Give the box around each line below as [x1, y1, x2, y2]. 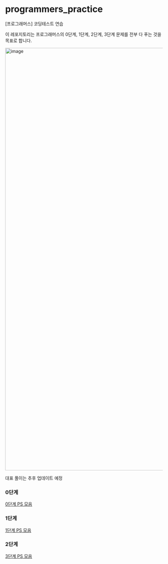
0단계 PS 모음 [5, 501, 32, 507]
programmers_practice [5, 3, 103, 15]
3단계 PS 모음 [5, 553, 32, 559]
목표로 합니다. [5, 37, 32, 43]
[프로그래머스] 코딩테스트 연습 [5, 20, 63, 26]
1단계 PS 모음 [5, 527, 31, 533]
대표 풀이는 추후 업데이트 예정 [5, 475, 63, 481]
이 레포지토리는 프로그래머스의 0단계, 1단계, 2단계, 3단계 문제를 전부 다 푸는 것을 [5, 31, 161, 37]
